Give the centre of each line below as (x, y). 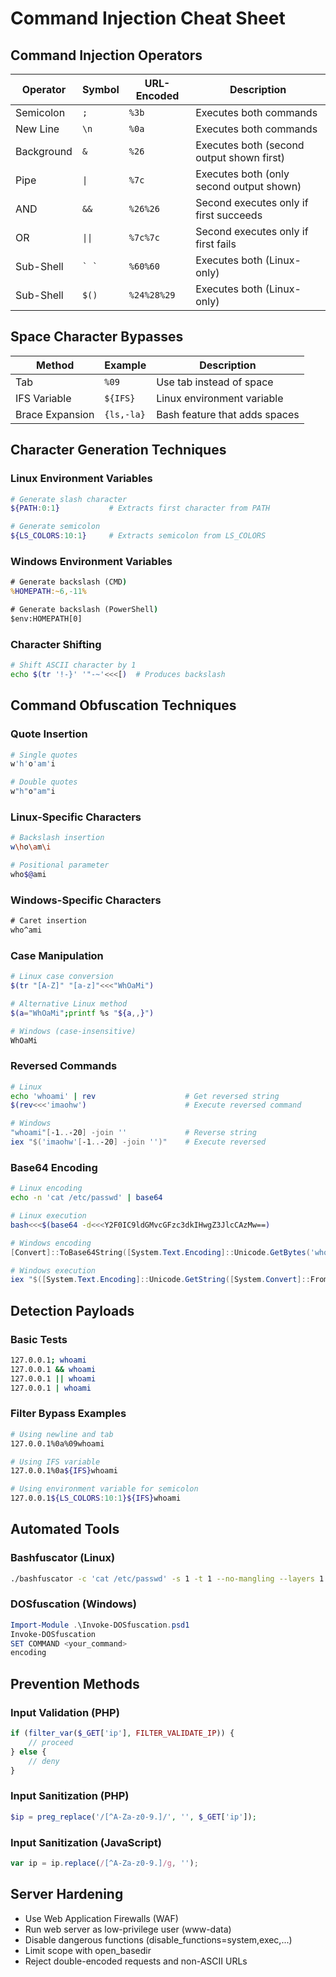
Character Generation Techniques (118, 450)
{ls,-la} (125, 414)
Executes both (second (250, 145)
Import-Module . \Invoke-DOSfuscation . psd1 (100, 1625)
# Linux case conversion (62, 977)
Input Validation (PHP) (65, 1712)
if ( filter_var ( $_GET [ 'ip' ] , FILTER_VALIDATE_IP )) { (122, 1733)
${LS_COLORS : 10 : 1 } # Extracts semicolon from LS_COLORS (138, 536)
